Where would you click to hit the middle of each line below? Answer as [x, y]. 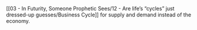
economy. [18, 21]
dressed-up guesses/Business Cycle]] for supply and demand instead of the [99, 15]
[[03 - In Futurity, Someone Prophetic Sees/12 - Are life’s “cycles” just [90, 9]
